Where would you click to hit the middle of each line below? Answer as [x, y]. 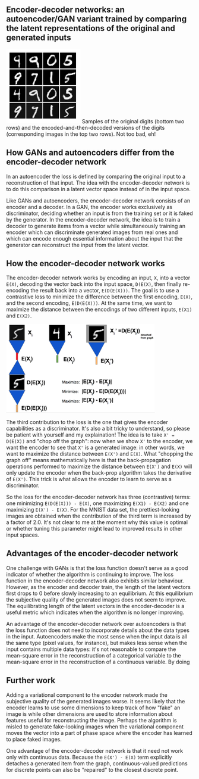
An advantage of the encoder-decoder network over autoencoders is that [96, 624]
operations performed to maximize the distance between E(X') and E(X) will [99, 466]
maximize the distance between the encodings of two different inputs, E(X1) [99, 310]
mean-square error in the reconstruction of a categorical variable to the [94, 655]
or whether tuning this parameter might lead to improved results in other [94, 528]
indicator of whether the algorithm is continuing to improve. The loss [90, 574]
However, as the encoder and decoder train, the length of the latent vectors [99, 587]
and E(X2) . [19, 316]
